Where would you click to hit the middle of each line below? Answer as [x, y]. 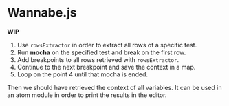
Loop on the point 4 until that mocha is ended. [83, 74]
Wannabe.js [42, 13]
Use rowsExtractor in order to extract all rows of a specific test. [107, 45]
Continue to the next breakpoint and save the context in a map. [106, 67]
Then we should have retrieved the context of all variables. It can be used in [115, 87]
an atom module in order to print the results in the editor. [87, 95]
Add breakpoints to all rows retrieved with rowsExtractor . [98, 59]
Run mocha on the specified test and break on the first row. [101, 52]
